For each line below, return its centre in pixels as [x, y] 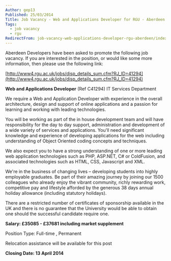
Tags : [11, 24]
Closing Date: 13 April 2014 [34, 253]
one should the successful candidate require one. [57, 214]
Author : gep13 [20, 10]
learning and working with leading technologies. [55, 109]
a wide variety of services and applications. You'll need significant [75, 130]
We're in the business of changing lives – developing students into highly [82, 171]
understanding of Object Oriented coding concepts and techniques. [76, 141]
